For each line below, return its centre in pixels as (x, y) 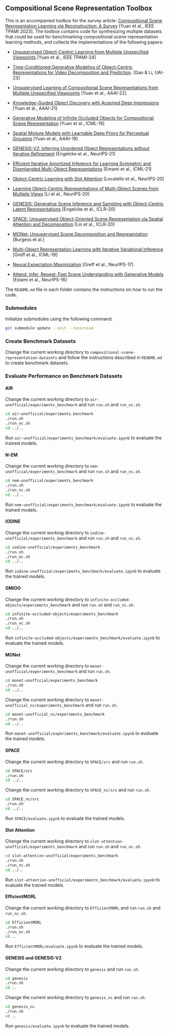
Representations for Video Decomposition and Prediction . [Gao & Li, (83, 72)
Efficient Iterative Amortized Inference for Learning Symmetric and (82, 163)
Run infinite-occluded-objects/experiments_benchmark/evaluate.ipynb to (83, 638)
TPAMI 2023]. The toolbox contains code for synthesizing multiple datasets (84, 31)
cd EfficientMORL (23, 922)
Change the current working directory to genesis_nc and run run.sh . (76, 998)
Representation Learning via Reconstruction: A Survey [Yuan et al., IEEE (80, 26)
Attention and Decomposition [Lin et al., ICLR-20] (64, 224)
